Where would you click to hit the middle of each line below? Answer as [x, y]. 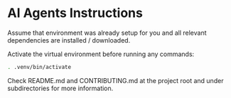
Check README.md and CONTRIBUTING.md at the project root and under [116, 80]
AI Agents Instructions [75, 13]
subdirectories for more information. [60, 88]
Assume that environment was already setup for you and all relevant [107, 33]
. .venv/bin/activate [39, 67]
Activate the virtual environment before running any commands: [101, 54]
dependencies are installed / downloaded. [69, 40]
